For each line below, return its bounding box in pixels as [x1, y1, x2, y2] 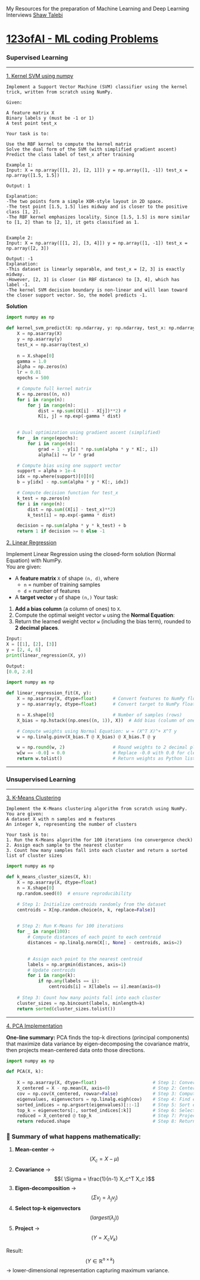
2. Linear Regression [6, 539, 57, 547]
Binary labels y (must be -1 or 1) [6, 115, 95, 121]
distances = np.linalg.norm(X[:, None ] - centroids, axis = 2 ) [27, 940, 183, 946]
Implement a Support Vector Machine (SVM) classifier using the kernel [6, 84, 187, 90]
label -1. [6, 282, 31, 288]
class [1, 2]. [6, 209, 42, 215]
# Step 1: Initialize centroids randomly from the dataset [17, 901, 167, 907]
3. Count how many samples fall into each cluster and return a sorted [6, 848, 187, 854]
